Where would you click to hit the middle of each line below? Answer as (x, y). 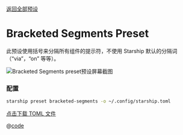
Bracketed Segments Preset (78, 33)
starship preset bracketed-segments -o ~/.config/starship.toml (88, 101)
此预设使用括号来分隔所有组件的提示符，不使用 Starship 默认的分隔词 (92, 51)
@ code (15, 126)
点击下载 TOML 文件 (31, 114)
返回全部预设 (22, 9)
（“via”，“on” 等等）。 (33, 58)
